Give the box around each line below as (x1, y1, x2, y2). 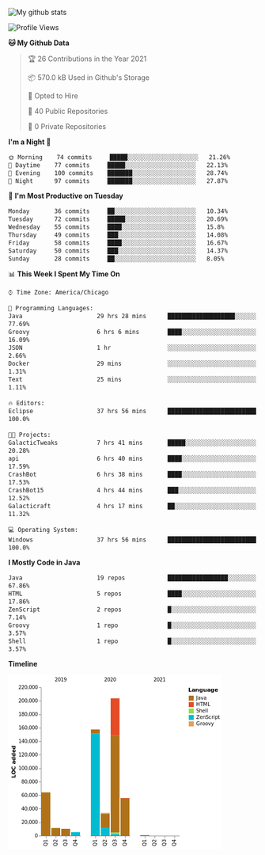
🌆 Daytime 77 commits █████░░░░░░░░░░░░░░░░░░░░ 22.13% (8, 161, 228, 169)
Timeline (8, 659, 38, 668)
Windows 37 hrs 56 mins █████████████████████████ (8, 536, 257, 544)
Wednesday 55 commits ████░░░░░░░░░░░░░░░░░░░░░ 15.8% (8, 223, 225, 231)
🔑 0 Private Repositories (27, 122, 107, 131)
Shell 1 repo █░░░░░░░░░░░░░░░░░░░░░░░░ (8, 637, 257, 645)
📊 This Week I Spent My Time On (8, 269, 120, 279)
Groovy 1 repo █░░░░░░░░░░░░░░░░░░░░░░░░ (8, 621, 257, 629)
